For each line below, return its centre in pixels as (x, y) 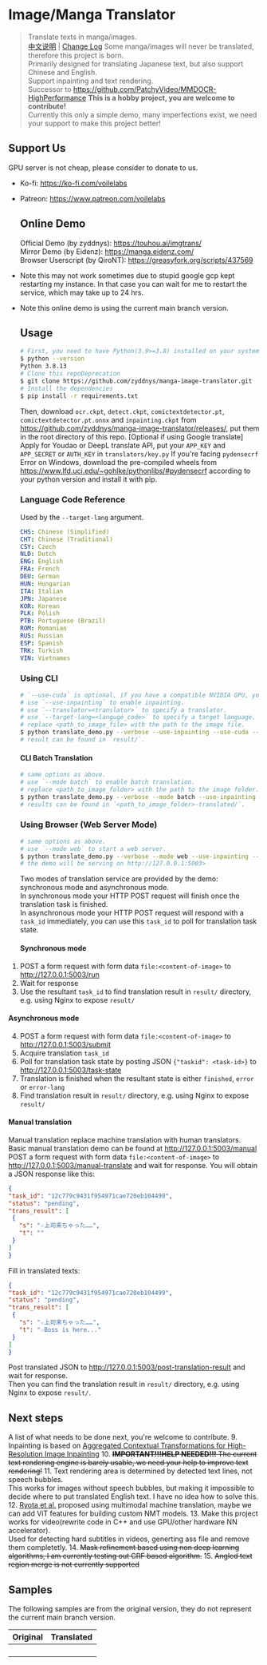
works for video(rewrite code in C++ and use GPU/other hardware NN (123, 1522)
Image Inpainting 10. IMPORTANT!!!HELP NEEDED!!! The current (151, 1454)
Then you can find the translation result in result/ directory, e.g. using (124, 1385)
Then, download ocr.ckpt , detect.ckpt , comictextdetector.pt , (122, 411)
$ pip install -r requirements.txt (79, 396)
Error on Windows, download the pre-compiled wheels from (118, 462)
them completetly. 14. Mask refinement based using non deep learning (124, 1548)
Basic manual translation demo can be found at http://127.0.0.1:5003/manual (133, 1148)
